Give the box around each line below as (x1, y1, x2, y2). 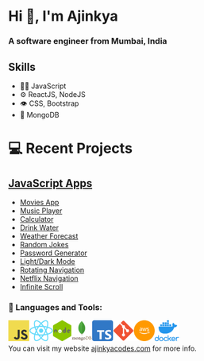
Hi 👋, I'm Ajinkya (8, 7, 118, 25)
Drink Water (19, 223, 60, 232)
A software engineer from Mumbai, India (8, 36, 167, 47)
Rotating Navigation (19, 265, 85, 274)
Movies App (19, 197, 60, 207)
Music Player (19, 206, 63, 215)
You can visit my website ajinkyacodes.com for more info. (8, 344, 197, 353)
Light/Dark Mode (19, 256, 75, 266)
